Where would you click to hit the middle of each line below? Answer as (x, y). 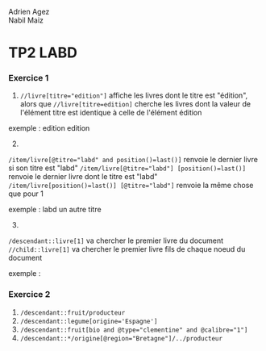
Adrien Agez (29, 12)
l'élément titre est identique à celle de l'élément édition (111, 113)
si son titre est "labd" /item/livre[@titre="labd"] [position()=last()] (127, 168)
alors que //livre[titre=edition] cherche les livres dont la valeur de (135, 104)
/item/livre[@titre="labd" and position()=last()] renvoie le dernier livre (133, 160)
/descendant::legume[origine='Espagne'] (89, 321)
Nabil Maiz (26, 20)
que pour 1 (26, 194)
